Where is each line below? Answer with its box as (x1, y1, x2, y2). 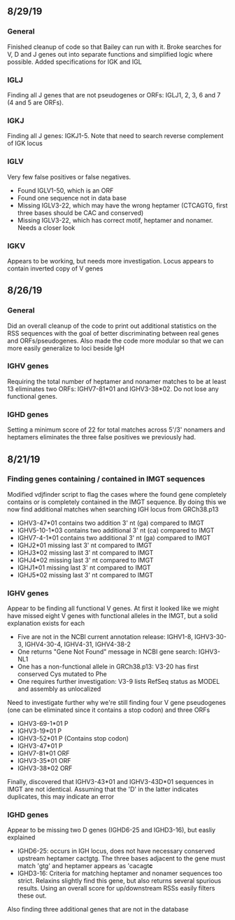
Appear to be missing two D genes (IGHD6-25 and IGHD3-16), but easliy (7, 826, 215, 835)
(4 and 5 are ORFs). (7, 98, 64, 107)
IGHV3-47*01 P (17, 742, 63, 750)
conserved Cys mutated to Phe (17, 670, 107, 678)
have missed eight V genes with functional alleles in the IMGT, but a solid (7, 612, 218, 620)
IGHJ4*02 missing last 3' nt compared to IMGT (17, 556, 154, 564)
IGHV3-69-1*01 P (17, 720, 69, 728)
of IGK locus (7, 139, 43, 148)
